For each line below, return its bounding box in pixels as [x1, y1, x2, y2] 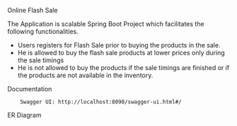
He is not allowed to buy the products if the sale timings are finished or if [17, 64, 230, 71]
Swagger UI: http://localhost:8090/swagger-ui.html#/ [20, 98, 182, 105]
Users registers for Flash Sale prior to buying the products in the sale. [17, 41, 221, 49]
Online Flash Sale [7, 6, 58, 14]
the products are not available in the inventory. [17, 71, 154, 79]
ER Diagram [7, 111, 42, 119]
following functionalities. [7, 28, 79, 35]
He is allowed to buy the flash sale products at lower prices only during [17, 49, 225, 57]
